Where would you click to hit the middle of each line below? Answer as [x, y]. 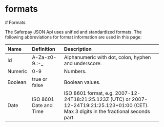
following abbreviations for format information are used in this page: [73, 37]
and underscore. [83, 63]
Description [78, 49]
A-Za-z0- [44, 57]
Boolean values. [82, 82]
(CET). [141, 105]
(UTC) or [120, 99]
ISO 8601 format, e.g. [89, 93]
